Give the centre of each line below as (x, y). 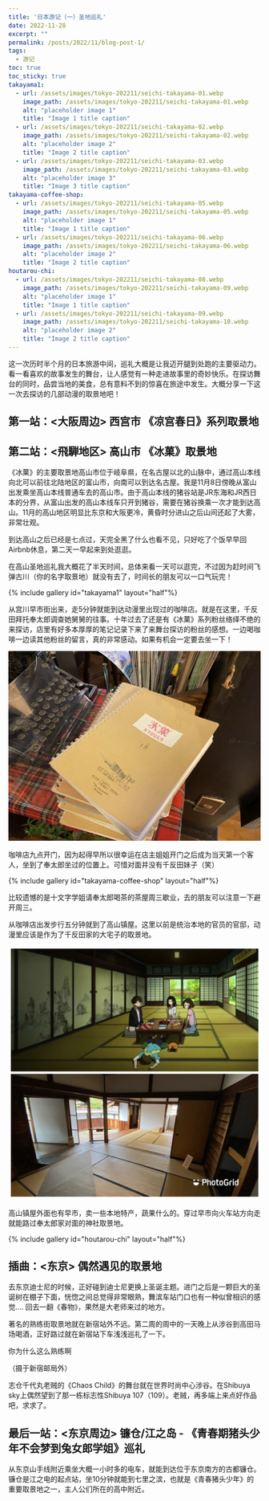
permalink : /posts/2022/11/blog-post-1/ (77, 43)
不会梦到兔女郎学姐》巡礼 (82, 1448)
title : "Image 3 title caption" (76, 186)
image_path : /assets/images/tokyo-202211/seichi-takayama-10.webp (136, 322)
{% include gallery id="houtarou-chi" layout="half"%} (97, 1239)
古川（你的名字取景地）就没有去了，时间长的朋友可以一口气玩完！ (124, 577)
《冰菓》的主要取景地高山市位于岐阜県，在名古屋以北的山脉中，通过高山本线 (134, 472)
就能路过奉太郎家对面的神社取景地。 (68, 1223)
